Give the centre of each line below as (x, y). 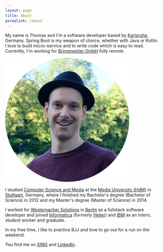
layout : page (18, 10)
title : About (18, 16)
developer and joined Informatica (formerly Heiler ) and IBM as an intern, (78, 215)
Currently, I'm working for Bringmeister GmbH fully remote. (65, 51)
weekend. (15, 235)
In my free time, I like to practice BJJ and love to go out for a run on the (77, 230)
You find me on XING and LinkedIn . (41, 245)
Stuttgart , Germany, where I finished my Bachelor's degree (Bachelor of (78, 195)
